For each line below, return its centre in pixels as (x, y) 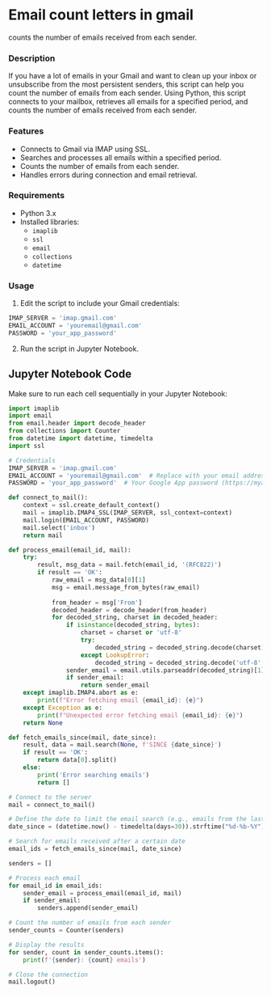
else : (32, 768)
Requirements (37, 196)
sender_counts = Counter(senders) (67, 931)
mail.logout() (32, 982)
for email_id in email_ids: (56, 886)
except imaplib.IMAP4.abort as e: (81, 693)
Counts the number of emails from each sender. (100, 166)
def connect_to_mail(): (48, 498)
